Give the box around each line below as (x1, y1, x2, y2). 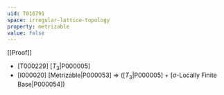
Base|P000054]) (17, 80, 65, 88)
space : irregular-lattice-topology (7, 17, 110, 24)
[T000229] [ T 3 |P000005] (17, 62, 91, 72)
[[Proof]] (7, 49, 33, 57)
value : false (7, 29, 45, 37)
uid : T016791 (7, 10, 45, 17)
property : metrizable (7, 23, 70, 30)
